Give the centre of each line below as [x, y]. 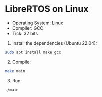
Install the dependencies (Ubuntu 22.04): [55, 43]
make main [15, 71]
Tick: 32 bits [25, 33]
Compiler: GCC [28, 28]
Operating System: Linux [38, 23]
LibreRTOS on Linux [47, 9]
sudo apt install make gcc [33, 52]
